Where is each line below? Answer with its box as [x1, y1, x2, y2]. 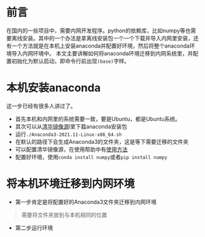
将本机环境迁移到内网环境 [6, 177, 135, 191]
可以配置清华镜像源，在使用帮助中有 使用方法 [15, 146, 128, 153]
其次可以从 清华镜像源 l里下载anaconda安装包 [15, 122, 128, 130]
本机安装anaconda [6, 81, 101, 95]
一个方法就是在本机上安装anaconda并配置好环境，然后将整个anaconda [11, 42, 190, 49]
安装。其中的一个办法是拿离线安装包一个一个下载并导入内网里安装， [22, 34, 193, 41]
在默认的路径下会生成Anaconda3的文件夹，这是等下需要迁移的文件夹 [15, 138, 189, 145]
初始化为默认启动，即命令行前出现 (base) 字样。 [11, 57, 130, 65]
